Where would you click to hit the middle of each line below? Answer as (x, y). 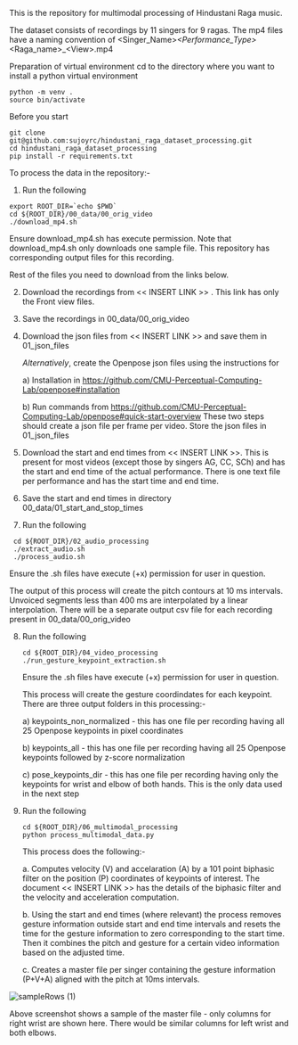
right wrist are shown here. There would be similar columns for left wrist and (149, 1023)
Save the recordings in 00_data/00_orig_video (105, 319)
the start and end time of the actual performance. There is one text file (151, 471)
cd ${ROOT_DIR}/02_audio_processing (81, 541)
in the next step (51, 794)
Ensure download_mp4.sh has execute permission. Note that (121, 239)
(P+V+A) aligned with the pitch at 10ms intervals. (111, 979)
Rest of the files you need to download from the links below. (119, 275)
